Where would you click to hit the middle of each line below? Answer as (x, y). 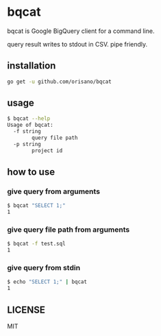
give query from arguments (54, 191)
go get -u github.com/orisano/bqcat (59, 82)
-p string (27, 144)
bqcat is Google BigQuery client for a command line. (81, 31)
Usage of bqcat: (30, 125)
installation (32, 66)
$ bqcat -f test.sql (37, 244)
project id (47, 151)
